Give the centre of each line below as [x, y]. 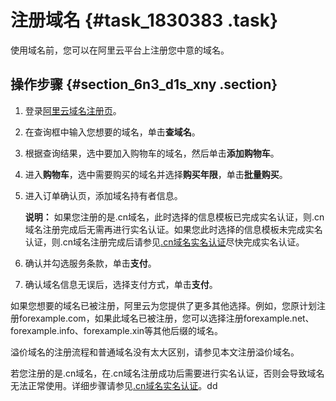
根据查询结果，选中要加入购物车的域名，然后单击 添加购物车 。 [152, 153]
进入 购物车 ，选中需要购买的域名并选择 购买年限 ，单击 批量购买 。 [156, 174]
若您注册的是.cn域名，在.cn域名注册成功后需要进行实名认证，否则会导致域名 [167, 373]
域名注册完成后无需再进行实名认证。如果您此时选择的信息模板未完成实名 [173, 229]
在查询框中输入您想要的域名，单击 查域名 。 [112, 132]
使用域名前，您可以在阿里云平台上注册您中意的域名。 [120, 50]
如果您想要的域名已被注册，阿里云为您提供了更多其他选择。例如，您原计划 [163, 305]
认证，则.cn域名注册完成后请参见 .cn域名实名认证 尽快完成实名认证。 [164, 242]
